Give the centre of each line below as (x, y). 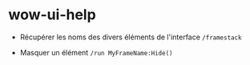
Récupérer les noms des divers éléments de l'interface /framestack (131, 37)
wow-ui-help (52, 15)
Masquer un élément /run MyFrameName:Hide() (96, 52)
